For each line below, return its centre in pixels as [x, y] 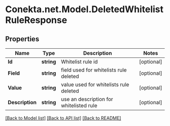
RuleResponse [36, 20]
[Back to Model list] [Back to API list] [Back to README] [63, 118]
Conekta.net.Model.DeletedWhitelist [84, 9]
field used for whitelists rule [94, 70]
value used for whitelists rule [95, 85]
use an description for [87, 99]
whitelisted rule [79, 105]
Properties [22, 39]
